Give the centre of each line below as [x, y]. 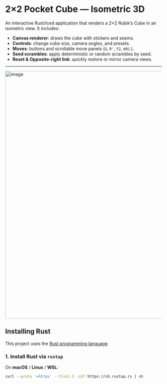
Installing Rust [28, 331]
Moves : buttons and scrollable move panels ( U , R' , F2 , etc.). [73, 48]
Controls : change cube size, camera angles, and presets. [71, 43]
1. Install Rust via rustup [34, 357]
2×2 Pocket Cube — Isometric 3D [75, 9]
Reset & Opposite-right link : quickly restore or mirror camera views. [82, 59]
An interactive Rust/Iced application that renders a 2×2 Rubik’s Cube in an [81, 23]
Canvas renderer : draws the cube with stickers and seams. [73, 38]
